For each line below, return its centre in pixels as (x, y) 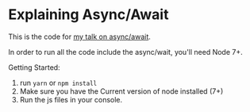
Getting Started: (35, 67)
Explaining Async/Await (88, 15)
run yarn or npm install (58, 83)
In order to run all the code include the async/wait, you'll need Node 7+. (126, 52)
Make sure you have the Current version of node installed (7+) (121, 91)
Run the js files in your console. (71, 99)
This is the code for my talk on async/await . (79, 37)
